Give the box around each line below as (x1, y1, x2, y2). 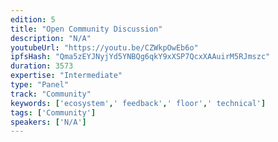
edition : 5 (10, 14, 56, 25)
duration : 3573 (10, 61, 74, 71)
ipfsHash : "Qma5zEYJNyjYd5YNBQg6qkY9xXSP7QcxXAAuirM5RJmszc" (10, 52, 271, 62)
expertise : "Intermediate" (10, 71, 123, 81)
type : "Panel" (10, 80, 70, 90)
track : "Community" (10, 89, 92, 99)
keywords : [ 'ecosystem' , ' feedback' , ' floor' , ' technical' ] (10, 98, 267, 108)
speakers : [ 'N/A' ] (10, 117, 87, 127)
